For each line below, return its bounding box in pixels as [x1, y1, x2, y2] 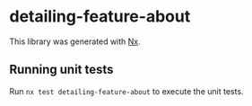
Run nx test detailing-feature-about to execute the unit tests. [9, 85, 244, 96]
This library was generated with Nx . [9, 36, 141, 47]
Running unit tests [9, 62, 114, 77]
